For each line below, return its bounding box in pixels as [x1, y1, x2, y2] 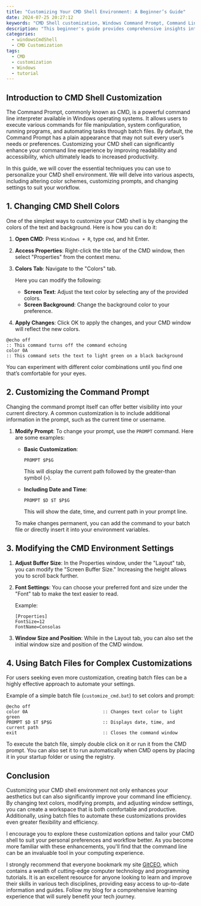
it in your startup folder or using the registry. [6, 753, 115, 761]
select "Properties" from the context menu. [14, 253, 121, 260]
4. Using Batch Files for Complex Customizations [6, 658, 193, 668]
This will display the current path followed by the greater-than [23, 467, 176, 475]
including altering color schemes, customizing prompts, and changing [6, 178, 178, 185]
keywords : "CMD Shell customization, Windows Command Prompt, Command [6, 20, 186, 26]
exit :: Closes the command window [6, 730, 178, 736]
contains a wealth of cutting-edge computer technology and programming [6, 868, 190, 875]
